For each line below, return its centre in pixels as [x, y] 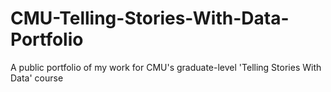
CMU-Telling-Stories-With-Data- [150, 18]
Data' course [37, 78]
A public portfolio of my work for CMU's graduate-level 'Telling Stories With [166, 67]
